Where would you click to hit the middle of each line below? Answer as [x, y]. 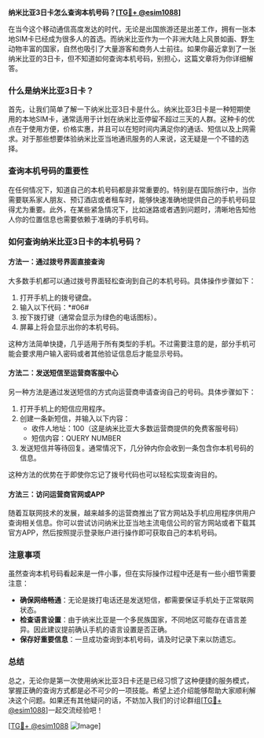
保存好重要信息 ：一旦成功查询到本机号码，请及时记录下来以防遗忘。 [130, 640]
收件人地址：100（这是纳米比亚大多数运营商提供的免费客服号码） [137, 428]
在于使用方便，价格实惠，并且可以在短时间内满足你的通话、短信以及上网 [132, 129]
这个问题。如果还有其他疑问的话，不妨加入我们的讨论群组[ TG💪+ [118, 700]
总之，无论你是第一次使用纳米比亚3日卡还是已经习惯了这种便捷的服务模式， [131, 681]
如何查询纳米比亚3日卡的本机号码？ [75, 242]
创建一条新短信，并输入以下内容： [75, 418]
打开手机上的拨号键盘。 [57, 297]
